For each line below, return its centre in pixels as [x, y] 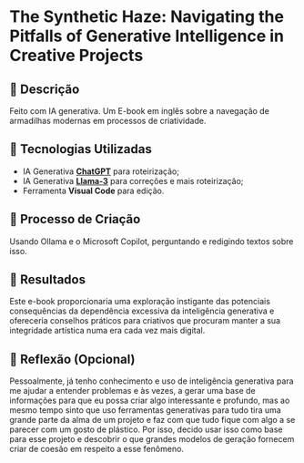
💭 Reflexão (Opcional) [72, 359]
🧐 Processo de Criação [75, 219]
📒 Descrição [45, 89]
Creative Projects [76, 56]
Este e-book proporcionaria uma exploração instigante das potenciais [140, 302]
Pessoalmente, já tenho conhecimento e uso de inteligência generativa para [152, 381]
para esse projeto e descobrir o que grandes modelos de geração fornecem [152, 439]
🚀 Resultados [48, 280]
